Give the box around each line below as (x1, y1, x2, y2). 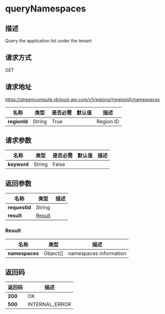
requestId (7, 204, 31, 211)
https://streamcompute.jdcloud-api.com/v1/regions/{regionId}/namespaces (5, 96, 160, 102)
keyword (7, 161, 29, 168)
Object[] (43, 249, 63, 256)
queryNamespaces (5, 3, 86, 14)
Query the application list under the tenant (5, 38, 92, 43)
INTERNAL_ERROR (27, 301, 71, 308)
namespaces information (68, 249, 127, 256)
